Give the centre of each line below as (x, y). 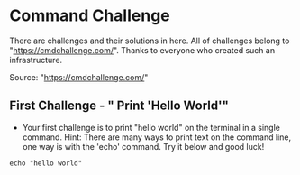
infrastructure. (36, 60)
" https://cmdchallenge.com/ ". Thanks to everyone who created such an (142, 50)
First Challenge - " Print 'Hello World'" (119, 106)
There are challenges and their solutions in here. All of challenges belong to (150, 41)
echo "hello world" (46, 163)
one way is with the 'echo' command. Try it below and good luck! (143, 146)
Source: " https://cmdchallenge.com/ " (79, 77)
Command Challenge (90, 16)
